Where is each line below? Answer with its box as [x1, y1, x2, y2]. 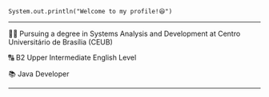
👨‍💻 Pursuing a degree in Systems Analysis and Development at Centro [8, 29, 241, 38]
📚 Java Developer [8, 69, 70, 79]
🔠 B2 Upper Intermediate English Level [8, 52, 137, 62]
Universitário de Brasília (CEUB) [8, 37, 114, 47]
